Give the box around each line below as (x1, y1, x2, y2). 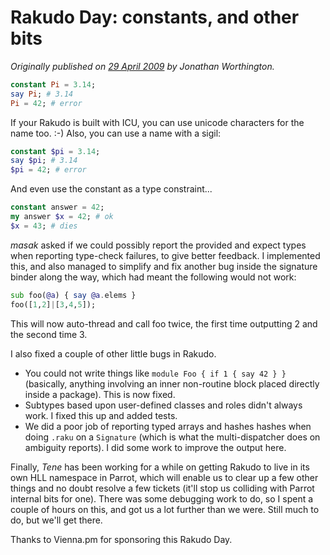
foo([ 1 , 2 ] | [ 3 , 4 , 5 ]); (10, 299, 97, 310)
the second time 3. (10, 328, 88, 340)
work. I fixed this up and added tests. (24, 409, 178, 421)
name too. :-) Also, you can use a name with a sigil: (10, 127, 222, 139)
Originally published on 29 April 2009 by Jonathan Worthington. (10, 60, 275, 72)
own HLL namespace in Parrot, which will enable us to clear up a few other (10, 471, 319, 483)
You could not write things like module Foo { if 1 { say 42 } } (24, 367, 287, 379)
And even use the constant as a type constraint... (10, 183, 213, 195)
